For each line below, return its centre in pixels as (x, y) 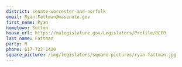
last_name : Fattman (30, 38)
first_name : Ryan (27, 22)
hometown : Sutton (27, 28)
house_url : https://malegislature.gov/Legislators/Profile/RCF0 (86, 33)
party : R (17, 44)
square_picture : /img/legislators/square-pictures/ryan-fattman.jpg (91, 55)
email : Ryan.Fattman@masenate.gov (48, 17)
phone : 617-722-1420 (31, 50)
